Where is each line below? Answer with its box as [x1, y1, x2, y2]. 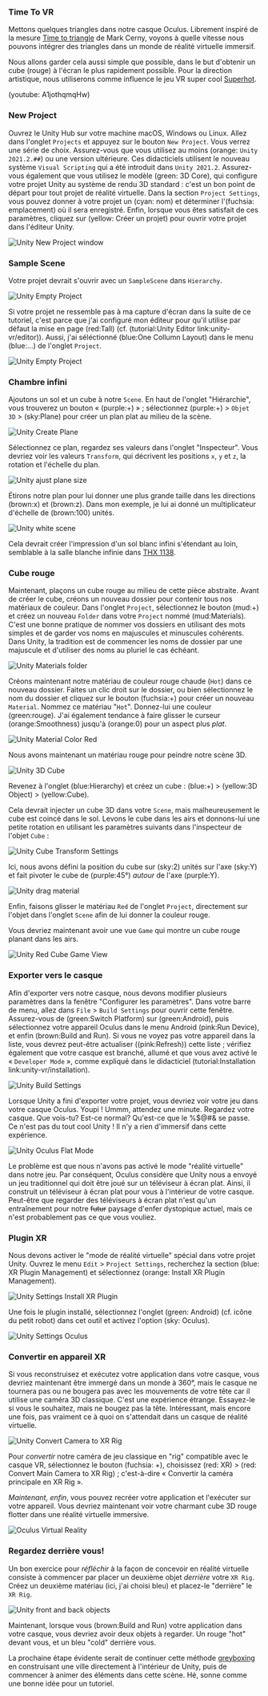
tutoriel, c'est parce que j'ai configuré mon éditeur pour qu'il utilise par [8, 315, 242, 325]
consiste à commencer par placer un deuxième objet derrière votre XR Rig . [8, 1572, 254, 1582]
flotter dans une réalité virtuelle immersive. [8, 1510, 150, 1520]
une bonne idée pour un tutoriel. [8, 1678, 114, 1688]
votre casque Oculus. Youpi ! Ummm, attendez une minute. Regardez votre [8, 1104, 254, 1114]
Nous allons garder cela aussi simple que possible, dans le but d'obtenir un [8, 57, 256, 67]
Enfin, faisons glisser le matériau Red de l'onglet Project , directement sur [8, 902, 248, 911]
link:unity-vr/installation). [8, 1065, 90, 1074]
